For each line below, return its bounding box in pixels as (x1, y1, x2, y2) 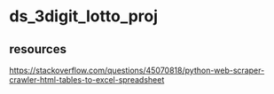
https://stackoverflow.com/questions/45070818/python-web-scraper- (9, 65, 265, 75)
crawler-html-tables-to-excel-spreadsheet (9, 74, 165, 85)
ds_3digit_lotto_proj (9, 6, 158, 27)
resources (9, 42, 67, 57)
